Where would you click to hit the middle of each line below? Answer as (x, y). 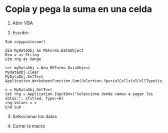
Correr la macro (29, 126)
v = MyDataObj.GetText (29, 90)
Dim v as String (22, 55)
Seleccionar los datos (35, 116)
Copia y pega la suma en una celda (79, 9)
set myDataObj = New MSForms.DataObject (48, 68)
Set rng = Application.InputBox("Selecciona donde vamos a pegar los (79, 94)
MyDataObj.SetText (24, 76)
